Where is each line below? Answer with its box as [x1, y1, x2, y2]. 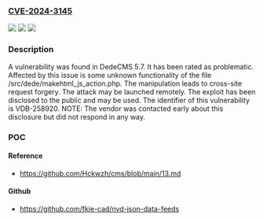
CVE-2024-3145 [8, 6, 73, 17]
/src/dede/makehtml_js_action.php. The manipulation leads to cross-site [8, 79, 243, 88]
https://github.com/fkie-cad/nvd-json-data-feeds [19, 204, 180, 213]
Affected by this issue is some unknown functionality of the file [8, 70, 212, 79]
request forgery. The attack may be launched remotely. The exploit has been [8, 87, 256, 96]
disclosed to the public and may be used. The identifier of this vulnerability [8, 95, 250, 105]
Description [8, 44, 54, 55]
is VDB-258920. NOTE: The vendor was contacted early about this [8, 104, 224, 113]
